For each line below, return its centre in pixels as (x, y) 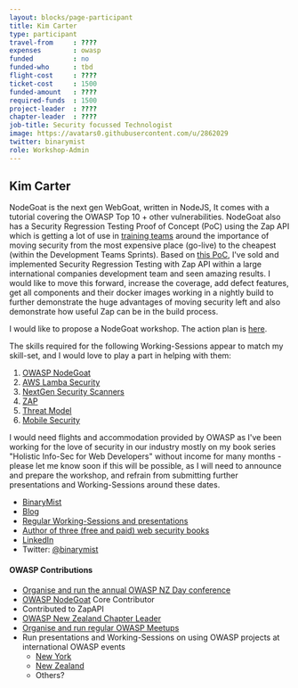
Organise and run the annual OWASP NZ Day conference (126, 590)
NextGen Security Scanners (73, 392)
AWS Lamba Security (61, 382)
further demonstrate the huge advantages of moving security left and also (145, 302)
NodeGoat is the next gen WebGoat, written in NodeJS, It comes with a (139, 208)
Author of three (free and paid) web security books (116, 530)
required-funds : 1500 (53, 100)
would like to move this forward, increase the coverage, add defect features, (149, 283)
